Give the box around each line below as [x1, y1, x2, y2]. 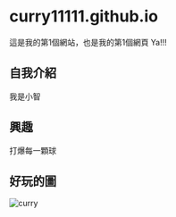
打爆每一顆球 [9, 145, 56, 155]
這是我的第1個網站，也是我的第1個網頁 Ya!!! [9, 37, 167, 47]
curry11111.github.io [9, 6, 159, 27]
